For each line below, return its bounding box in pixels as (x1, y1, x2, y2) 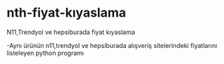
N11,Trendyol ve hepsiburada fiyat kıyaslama (6, 28, 135, 36)
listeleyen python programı (6, 49, 85, 57)
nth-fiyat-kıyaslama (6, 5, 126, 21)
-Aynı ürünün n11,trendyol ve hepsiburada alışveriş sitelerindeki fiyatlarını (6, 41, 218, 49)
